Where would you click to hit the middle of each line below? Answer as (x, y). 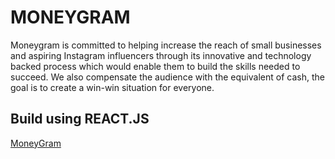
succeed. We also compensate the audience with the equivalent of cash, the (167, 77)
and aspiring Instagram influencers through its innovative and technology (161, 55)
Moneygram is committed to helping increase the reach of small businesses (166, 45)
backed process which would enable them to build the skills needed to (155, 66)
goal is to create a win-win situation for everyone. (112, 87)
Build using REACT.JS (80, 119)
